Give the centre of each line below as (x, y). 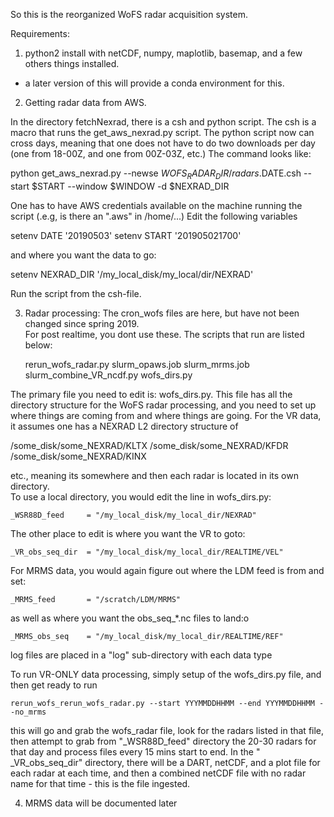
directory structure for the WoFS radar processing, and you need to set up (163, 405)
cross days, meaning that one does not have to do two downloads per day (163, 143)
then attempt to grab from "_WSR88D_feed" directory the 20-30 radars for (163, 741)
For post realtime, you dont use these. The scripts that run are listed (164, 334)
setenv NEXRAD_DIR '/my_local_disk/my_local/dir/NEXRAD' (132, 274)
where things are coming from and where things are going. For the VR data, (166, 415)
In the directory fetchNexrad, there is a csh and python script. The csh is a (163, 122)
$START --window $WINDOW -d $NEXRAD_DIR (130, 186)
